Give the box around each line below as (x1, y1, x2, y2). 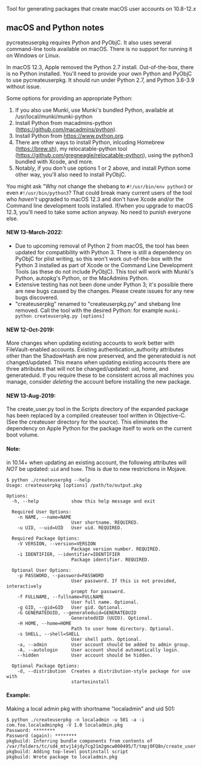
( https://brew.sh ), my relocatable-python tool (15, 145, 128, 152)
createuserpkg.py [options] (34, 313, 105, 319)
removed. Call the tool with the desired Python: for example (15, 307, 163, 314)
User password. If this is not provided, (71, 578, 177, 584)
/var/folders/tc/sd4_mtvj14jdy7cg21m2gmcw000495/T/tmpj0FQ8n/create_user (6, 743, 197, 749)
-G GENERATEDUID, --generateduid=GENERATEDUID (17, 609, 137, 615)
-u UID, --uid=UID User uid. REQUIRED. (17, 524, 123, 530)
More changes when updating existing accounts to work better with (6, 339, 175, 347)
